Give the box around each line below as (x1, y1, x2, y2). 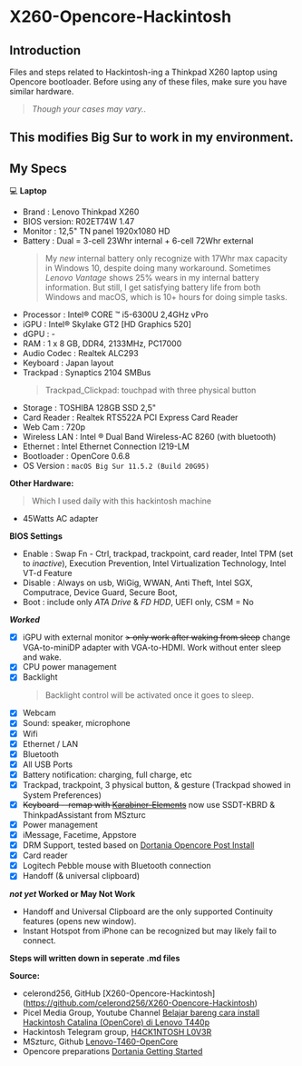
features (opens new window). (22, 916, 137, 927)
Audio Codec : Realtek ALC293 (22, 348, 139, 359)
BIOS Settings (9, 531, 63, 542)
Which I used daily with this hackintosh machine (31, 495, 211, 506)
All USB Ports (22, 759, 73, 770)
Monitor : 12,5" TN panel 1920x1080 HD (22, 225, 170, 237)
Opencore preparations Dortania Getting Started (22, 1046, 203, 1057)
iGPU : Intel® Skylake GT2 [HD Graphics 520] (22, 319, 192, 330)
